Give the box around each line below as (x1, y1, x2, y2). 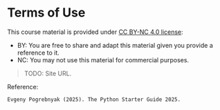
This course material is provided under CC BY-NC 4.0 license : (7, 28, 183, 36)
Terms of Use (7, 5, 86, 21)
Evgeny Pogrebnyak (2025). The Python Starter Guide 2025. (7, 95, 181, 103)
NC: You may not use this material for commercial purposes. (17, 55, 189, 64)
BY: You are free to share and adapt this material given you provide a (17, 41, 213, 49)
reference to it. (17, 48, 60, 57)
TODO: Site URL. (24, 69, 72, 77)
